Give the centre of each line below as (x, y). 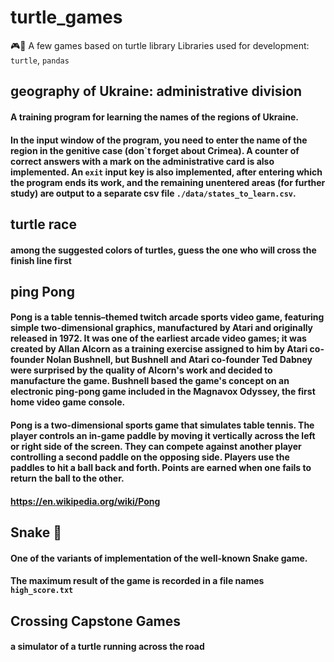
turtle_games (66, 17)
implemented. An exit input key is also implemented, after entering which (166, 172)
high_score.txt (42, 591)
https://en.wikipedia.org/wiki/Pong (85, 501)
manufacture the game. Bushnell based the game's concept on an (150, 381)
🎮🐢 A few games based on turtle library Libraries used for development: (160, 45)
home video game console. (68, 402)
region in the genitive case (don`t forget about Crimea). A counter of (155, 150)
